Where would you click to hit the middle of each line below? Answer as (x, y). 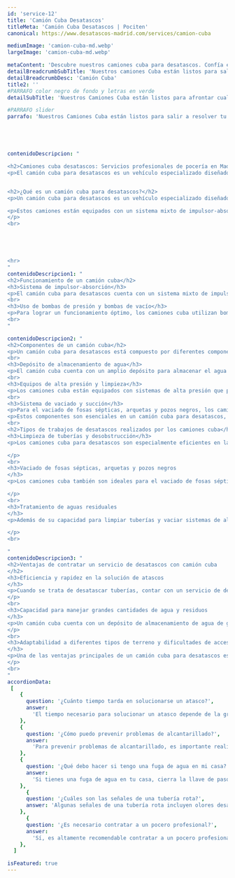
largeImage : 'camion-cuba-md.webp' (59, 52)
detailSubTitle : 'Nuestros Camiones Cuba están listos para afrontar (111, 98)
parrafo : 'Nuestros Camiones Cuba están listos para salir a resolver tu (117, 117)
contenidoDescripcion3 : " (45, 558)
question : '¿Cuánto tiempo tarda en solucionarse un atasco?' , (120, 701)
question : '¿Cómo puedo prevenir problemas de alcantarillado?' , (123, 734)
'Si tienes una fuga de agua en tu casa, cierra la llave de (123, 779)
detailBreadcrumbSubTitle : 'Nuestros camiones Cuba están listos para (112, 71)
